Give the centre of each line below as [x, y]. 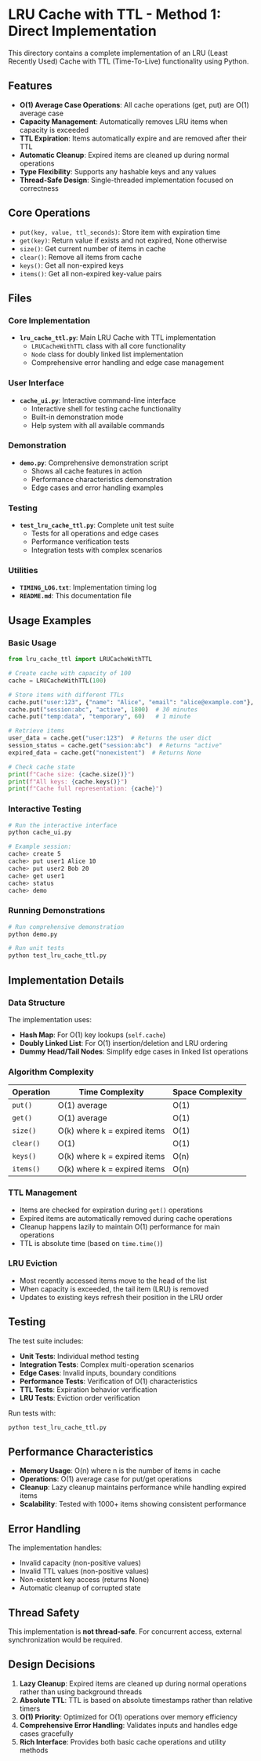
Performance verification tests [80, 542]
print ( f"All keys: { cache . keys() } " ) [68, 782]
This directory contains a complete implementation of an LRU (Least [118, 53]
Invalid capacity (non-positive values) [80, 1563]
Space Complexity [207, 1092]
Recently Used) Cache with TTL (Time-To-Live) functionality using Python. [129, 61]
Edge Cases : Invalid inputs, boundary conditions [98, 1372]
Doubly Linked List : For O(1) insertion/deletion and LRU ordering [123, 1043]
